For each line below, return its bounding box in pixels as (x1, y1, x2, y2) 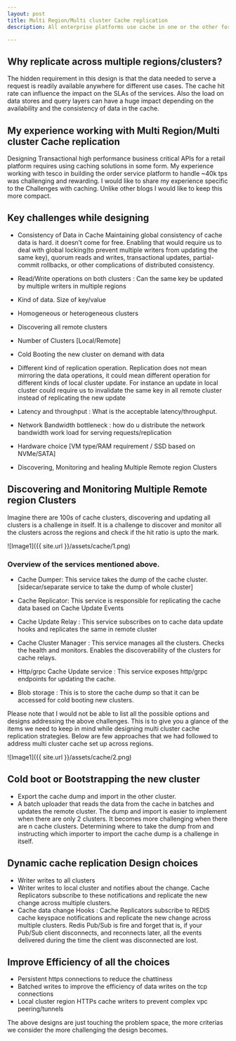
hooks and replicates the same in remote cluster (17, 624, 157, 633)
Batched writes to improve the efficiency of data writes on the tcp (17, 983, 208, 991)
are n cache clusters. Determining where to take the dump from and (17, 821, 214, 831)
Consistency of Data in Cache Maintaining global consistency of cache (17, 230, 223, 239)
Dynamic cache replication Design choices (7, 857, 199, 869)
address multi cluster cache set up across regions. (7, 739, 154, 747)
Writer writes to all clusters (17, 876, 96, 884)
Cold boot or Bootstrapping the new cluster (7, 774, 200, 786)
